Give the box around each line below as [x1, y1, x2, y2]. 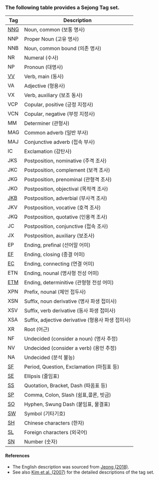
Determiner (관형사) [24, 120, 70, 127]
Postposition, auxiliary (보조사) [24, 232, 95, 239]
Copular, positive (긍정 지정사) [24, 101, 94, 108]
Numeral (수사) [24, 54, 59, 61]
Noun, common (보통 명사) [24, 26, 85, 33]
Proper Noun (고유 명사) [24, 35, 79, 42]
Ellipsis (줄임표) [24, 373, 60, 380]
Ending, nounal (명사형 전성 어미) [24, 270, 99, 277]
